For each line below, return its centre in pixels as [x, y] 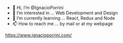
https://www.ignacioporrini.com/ [39, 35]
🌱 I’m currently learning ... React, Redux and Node [64, 18]
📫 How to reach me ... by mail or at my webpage [62, 24]
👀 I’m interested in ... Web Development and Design [65, 13]
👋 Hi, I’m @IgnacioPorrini [38, 8]
